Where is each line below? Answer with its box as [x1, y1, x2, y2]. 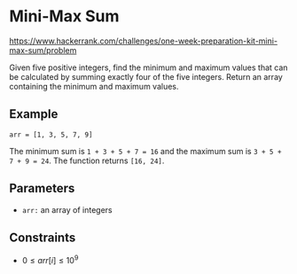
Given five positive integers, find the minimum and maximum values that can [9, 62, 288, 73]
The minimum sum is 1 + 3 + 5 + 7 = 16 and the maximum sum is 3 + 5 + [9, 145, 282, 156]
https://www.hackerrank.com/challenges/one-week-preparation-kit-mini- [9, 35, 277, 46]
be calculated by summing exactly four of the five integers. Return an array [9, 71, 284, 82]
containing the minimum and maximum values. [9, 81, 179, 91]
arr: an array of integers [21, 204, 113, 215]
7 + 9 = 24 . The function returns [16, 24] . [9, 155, 165, 166]
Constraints [9, 230, 76, 245]
